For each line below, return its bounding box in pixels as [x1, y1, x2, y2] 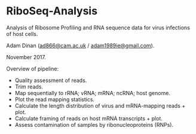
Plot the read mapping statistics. [14, 96, 94, 103]
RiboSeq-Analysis [6, 4, 97, 18]
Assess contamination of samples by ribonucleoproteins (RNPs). [14, 121, 174, 128]
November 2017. [6, 53, 46, 60]
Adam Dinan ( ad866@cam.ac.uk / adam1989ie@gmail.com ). [6, 42, 155, 49]
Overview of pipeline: [6, 65, 59, 72]
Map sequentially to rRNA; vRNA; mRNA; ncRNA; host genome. [14, 89, 170, 96]
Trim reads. [14, 83, 44, 90]
